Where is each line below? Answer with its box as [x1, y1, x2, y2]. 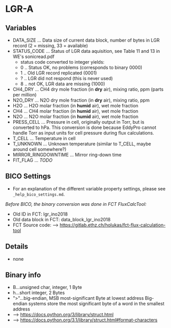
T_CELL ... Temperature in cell [12, 136, 76, 141]
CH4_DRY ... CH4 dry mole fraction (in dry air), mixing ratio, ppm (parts [12, 86, 164, 92]
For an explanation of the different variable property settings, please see [12, 185, 166, 191]
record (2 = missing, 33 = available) [12, 43, 88, 49]
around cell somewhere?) [12, 146, 67, 152]
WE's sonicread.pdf [12, 53, 55, 60]
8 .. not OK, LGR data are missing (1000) [20, 81, 105, 87]
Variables [5, 24, 37, 32]
